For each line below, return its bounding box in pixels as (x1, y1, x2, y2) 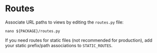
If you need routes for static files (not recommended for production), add (5, 37, 153, 43)
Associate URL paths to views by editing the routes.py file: (5, 19, 124, 25)
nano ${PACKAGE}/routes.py (5, 28, 60, 33)
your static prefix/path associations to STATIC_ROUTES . (5, 42, 113, 48)
